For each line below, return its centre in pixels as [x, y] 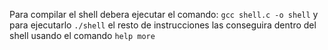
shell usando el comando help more [82, 35]
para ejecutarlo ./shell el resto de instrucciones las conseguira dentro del [163, 25]
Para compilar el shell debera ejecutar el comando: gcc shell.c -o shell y [164, 14]
